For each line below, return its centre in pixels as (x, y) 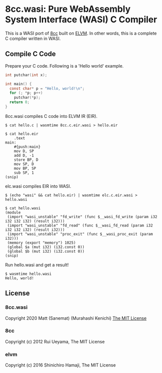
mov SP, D (24, 164)
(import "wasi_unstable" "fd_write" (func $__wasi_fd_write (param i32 (82, 217)
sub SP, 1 (24, 173)
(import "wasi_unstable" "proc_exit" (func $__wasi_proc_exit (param (80, 234)
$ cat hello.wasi (23, 208)
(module (13, 212)
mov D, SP (24, 151)
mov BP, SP (25, 168)
